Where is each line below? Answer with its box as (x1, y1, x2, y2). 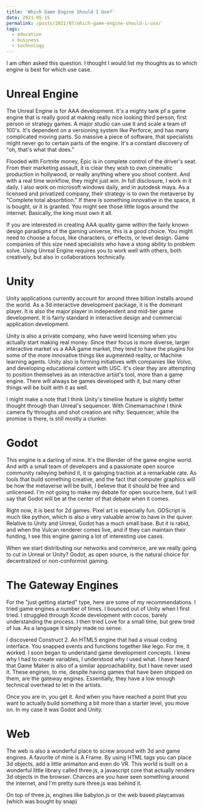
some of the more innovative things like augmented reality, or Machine (6, 351, 182, 359)
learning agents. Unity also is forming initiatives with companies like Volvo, (6, 358, 193, 365)
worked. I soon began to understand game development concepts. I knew (6, 649, 191, 656)
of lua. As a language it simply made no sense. (6, 624, 123, 631)
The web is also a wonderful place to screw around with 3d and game (6, 747, 181, 755)
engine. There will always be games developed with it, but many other (6, 377, 181, 384)
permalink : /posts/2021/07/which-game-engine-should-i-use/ (6, 20, 162, 26)
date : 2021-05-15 (6, 15, 50, 21)
